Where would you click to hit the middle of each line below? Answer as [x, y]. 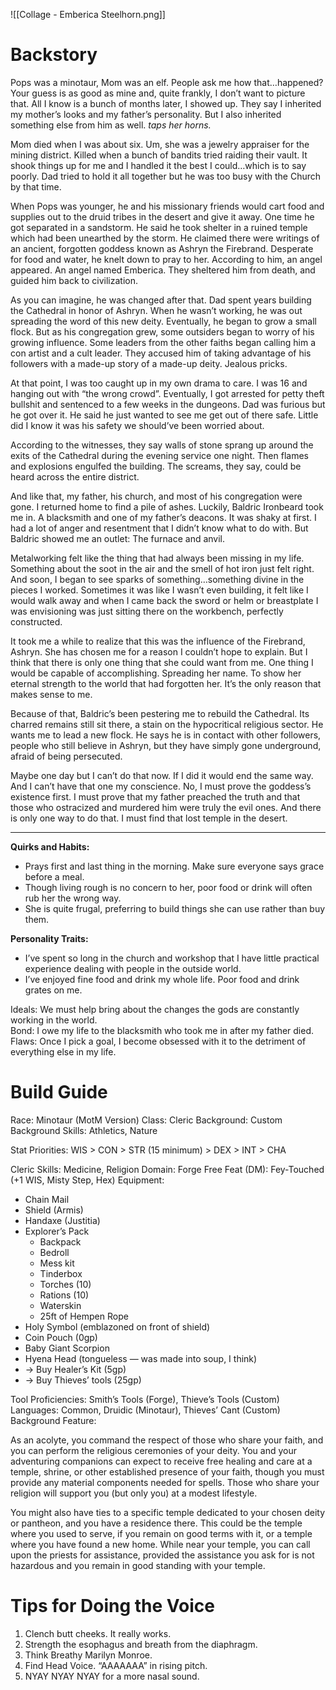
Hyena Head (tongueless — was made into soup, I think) [141, 1358]
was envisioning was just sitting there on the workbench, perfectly [147, 611]
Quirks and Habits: [50, 846]
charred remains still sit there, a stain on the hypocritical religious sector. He [167, 724]
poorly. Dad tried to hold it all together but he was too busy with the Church [166, 176]
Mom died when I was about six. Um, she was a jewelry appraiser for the [160, 144]
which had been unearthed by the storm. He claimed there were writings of [165, 238]
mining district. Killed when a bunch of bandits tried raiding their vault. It [159, 155]
